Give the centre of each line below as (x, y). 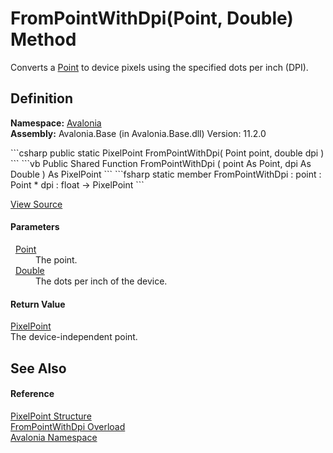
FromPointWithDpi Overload (68, 426)
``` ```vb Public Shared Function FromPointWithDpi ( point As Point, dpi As (161, 163)
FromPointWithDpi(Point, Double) (152, 18)
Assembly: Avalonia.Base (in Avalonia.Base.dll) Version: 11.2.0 (138, 133)
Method (43, 39)
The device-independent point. (74, 337)
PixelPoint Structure (51, 416)
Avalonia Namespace (54, 437)
